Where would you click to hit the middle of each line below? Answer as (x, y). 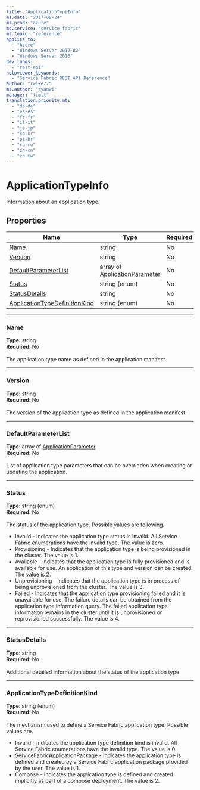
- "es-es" (24, 111)
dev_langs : (20, 61)
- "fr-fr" (24, 117)
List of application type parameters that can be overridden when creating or (99, 466)
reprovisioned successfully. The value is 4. (67, 619)
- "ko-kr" (24, 134)
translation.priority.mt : (38, 100)
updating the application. (37, 472)
